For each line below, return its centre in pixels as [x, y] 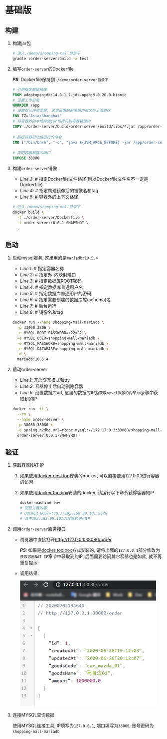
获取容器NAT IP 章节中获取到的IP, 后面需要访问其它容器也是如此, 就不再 [91, 556]
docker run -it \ [30, 409]
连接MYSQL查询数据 [33, 715]
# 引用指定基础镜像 [30, 90]
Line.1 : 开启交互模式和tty [45, 380]
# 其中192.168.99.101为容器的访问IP [55, 518]
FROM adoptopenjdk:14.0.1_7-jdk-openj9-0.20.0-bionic [69, 95]
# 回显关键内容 [33, 508]
